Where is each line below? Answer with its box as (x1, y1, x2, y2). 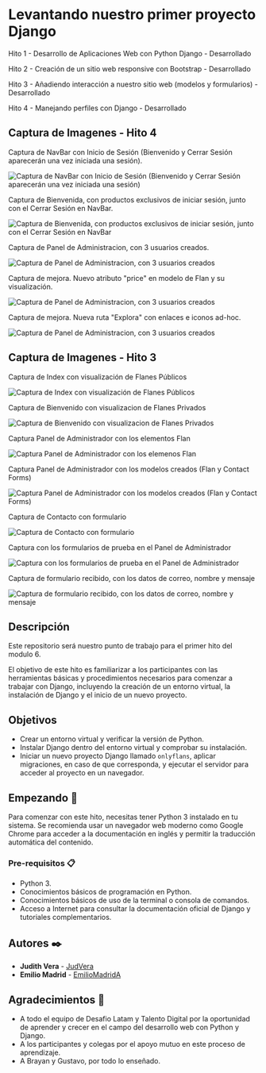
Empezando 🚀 (8, 791, 78, 805)
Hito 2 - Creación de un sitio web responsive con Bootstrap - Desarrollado (8, 63, 252, 73)
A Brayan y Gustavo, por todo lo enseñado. (19, 1056, 161, 1065)
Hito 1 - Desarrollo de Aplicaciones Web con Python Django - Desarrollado (8, 48, 252, 58)
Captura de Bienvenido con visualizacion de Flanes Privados (8, 402, 206, 412)
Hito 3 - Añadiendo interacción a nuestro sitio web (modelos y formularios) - (8, 79, 258, 89)
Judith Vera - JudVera (19, 962, 94, 971)
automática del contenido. (8, 837, 94, 847)
